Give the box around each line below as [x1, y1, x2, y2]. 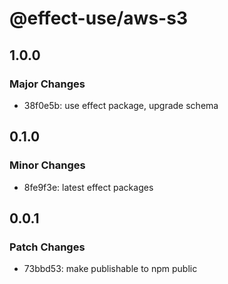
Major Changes [9, 77, 86, 91]
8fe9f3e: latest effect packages [23, 181, 154, 193]
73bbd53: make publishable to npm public [23, 263, 198, 275]
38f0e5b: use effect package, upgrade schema [23, 99, 219, 111]
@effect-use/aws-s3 [9, 7, 188, 30]
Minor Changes [9, 158, 86, 172]
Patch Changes [9, 240, 86, 254]
